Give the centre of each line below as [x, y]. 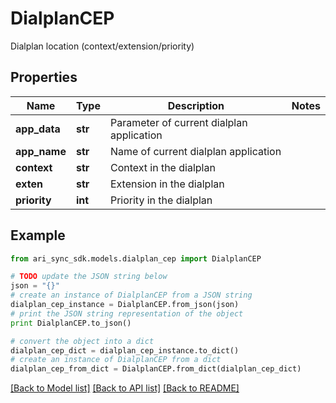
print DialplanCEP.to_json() [71, 323]
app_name [41, 151]
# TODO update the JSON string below [89, 277]
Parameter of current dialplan [178, 122]
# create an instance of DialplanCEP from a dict [116, 360]
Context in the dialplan [162, 167]
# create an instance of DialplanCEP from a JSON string [131, 295]
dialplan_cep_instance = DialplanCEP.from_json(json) [125, 305]
